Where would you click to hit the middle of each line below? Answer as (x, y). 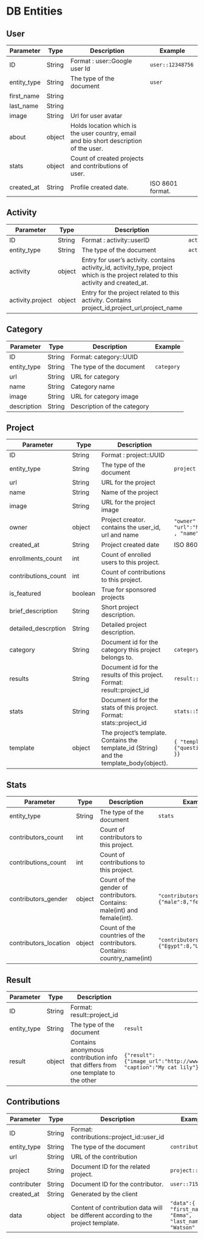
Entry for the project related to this (131, 292)
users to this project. (130, 562)
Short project (120, 607)
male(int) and (119, 910)
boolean (84, 593)
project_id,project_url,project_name (132, 307)
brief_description (33, 611)
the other (84, 1080)
